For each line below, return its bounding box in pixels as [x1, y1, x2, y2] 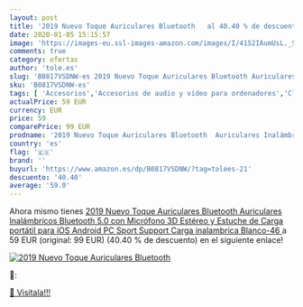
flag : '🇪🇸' [9, 147, 54, 156]
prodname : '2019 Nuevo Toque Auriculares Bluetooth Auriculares [9, 131, 260, 140]
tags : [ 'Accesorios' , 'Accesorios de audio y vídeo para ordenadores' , [9, 88, 284, 98]
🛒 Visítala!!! [9, 287, 51, 298]
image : [9, 38, 34, 48]
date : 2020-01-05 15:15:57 [9, 30, 111, 39]
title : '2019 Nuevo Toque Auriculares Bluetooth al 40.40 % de [9, 22, 260, 31]
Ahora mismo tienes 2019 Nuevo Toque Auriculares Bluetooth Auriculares [9, 206, 282, 217]
